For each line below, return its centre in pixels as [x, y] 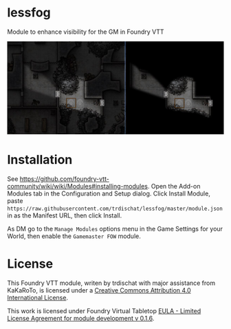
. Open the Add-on [174, 186]
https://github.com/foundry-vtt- [65, 179]
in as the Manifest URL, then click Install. [65, 215]
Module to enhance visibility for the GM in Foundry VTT [86, 32]
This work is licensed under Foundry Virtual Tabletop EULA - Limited [104, 310]
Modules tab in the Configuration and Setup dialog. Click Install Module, [109, 193]
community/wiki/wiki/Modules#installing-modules [77, 186]
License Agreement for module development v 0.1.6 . [81, 318]
